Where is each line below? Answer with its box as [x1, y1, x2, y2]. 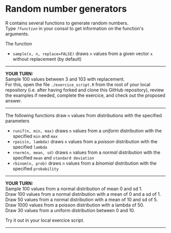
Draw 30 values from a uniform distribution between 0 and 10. [5, 207, 135, 213]
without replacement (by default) [12, 56, 82, 62]
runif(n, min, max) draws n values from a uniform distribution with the [12, 127, 162, 134]
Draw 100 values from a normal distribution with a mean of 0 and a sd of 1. [5, 191, 161, 197]
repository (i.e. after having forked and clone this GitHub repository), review [5, 87, 164, 93]
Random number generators [5, 3, 127, 15]
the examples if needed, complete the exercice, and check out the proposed [5, 92, 165, 98]
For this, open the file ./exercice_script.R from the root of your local [5, 81, 151, 87]
